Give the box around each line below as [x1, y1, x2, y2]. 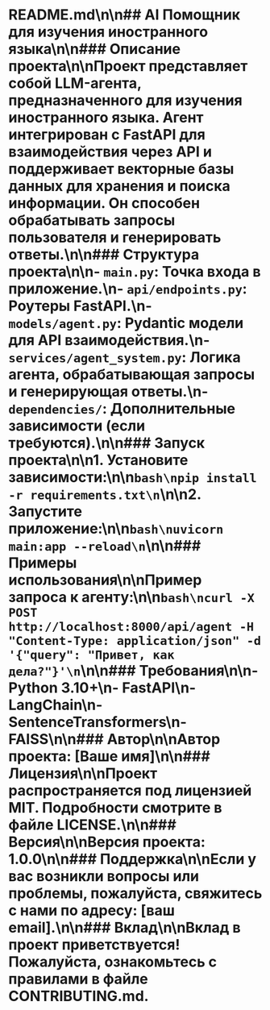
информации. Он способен [8, 194, 200, 213]
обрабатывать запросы [8, 211, 176, 230]
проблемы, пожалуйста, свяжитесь [8, 884, 263, 903]
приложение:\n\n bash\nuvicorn [8, 520, 224, 538]
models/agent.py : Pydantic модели [8, 314, 244, 332]
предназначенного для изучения [8, 91, 243, 110]
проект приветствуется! [8, 936, 181, 954]
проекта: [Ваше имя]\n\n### [8, 747, 211, 766]
